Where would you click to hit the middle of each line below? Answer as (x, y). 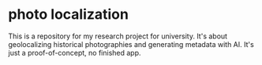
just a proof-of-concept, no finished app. (75, 52)
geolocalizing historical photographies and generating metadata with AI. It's (131, 44)
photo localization (68, 14)
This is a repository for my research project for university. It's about (118, 36)
